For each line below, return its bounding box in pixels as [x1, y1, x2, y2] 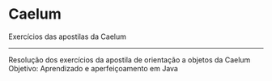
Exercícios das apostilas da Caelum [8, 32, 127, 41]
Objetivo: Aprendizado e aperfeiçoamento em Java [8, 63, 178, 73]
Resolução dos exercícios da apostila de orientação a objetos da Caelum [8, 54, 251, 65]
